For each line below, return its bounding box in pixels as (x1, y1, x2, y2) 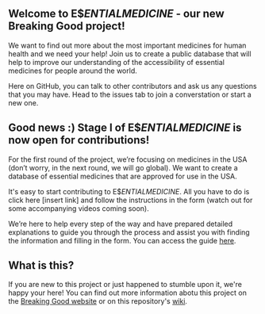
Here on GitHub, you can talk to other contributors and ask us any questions (8, 81, 257, 90)
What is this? (8, 258, 75, 273)
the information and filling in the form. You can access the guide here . (8, 235, 236, 245)
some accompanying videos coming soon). (8, 203, 149, 213)
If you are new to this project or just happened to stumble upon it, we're (8, 280, 242, 289)
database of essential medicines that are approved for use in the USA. (8, 171, 238, 181)
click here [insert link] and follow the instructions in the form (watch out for (8, 195, 253, 205)
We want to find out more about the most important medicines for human (8, 40, 247, 50)
